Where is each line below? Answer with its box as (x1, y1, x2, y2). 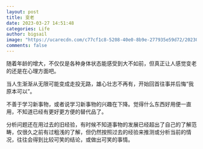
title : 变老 (6, 14, 34, 21)
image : (6, 37, 23, 43)
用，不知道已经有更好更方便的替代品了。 (6, 108, 107, 115)
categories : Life (6, 25, 50, 32)
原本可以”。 (6, 87, 36, 95)
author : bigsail (6, 31, 47, 37)
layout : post (6, 8, 39, 15)
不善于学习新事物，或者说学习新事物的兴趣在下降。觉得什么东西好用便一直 (6, 100, 192, 107)
